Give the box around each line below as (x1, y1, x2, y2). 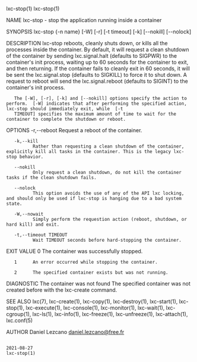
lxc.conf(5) (6, 317, 33, 324)
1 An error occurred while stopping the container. (14, 259, 158, 265)
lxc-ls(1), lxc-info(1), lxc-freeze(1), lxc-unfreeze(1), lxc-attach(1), (32, 311, 188, 317)
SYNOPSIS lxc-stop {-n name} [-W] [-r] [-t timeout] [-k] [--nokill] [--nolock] (6, 28, 192, 35)
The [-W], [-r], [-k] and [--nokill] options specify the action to (14, 95, 187, 101)
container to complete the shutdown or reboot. (6, 116, 126, 122)
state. (6, 201, 23, 207)
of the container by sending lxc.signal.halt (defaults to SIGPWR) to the (6, 52, 177, 59)
